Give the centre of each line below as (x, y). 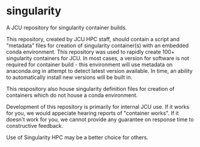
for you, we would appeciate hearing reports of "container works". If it (93, 113)
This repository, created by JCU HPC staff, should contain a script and (93, 39)
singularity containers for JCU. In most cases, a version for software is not (98, 58)
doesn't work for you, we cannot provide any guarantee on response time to (100, 119)
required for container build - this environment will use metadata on (90, 65)
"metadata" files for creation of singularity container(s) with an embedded (98, 45)
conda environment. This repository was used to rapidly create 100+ (90, 51)
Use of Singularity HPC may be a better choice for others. (77, 137)
